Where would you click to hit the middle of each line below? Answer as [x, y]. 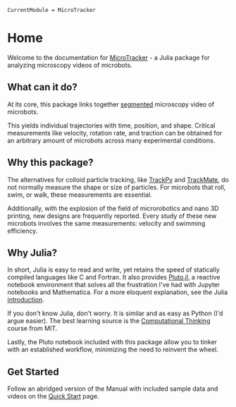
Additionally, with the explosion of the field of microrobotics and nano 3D [113, 208]
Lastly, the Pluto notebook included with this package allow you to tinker [112, 342]
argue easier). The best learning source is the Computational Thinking [109, 321]
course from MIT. [32, 329]
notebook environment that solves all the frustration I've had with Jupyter [114, 285]
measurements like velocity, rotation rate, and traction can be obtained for [115, 133]
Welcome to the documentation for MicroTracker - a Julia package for [108, 57]
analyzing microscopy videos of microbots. [70, 65]
